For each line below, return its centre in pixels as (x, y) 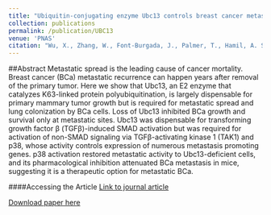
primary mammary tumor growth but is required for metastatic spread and (131, 103)
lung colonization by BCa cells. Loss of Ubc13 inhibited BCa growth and (127, 112)
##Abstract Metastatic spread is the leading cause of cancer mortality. (126, 68)
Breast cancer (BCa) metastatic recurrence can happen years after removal (133, 77)
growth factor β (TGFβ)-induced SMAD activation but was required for (125, 129)
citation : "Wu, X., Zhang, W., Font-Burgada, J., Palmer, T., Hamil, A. (133, 46)
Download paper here (44, 203)
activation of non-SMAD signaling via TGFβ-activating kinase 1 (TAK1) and (131, 137)
